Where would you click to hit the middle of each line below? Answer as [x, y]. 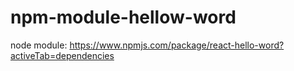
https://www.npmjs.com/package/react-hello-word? [177, 45]
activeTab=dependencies [62, 55]
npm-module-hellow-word [123, 17]
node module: [39, 45]
